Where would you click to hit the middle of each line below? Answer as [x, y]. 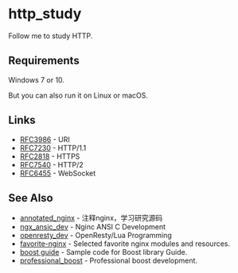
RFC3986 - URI [45, 139]
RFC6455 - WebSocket [58, 173]
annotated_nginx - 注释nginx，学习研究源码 [91, 218]
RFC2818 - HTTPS [50, 156]
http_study [45, 14]
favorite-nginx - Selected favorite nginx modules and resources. [125, 244]
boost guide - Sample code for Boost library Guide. [103, 252]
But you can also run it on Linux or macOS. [78, 95]
